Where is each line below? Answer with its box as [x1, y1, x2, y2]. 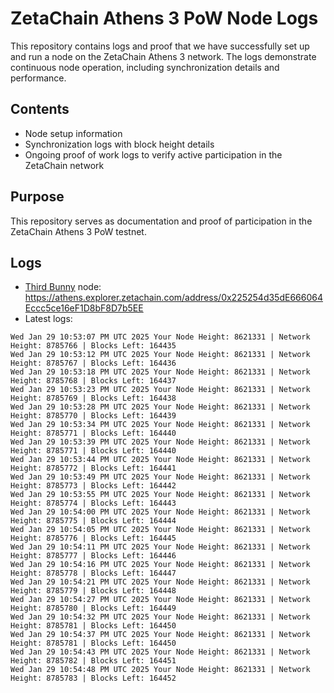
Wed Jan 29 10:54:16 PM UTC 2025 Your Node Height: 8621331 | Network [10, 560, 311, 570]
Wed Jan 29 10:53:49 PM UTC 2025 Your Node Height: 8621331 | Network [10, 472, 311, 482]
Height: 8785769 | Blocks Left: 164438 [10, 393, 177, 404]
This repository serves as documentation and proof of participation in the [10, 215, 313, 227]
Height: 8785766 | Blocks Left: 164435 [10, 341, 177, 351]
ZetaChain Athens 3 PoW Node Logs [10, 7, 319, 30]
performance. [10, 72, 67, 84]
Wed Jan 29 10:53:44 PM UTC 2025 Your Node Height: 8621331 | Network [10, 455, 311, 465]
